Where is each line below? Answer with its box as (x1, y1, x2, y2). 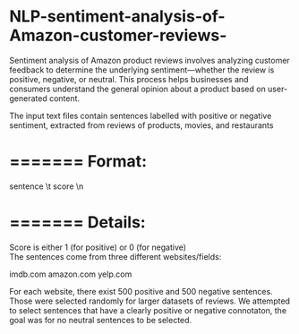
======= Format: (9, 151, 148, 172)
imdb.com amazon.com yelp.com (9, 269, 132, 279)
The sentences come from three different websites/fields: (9, 251, 222, 261)
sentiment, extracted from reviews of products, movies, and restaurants (9, 119, 274, 131)
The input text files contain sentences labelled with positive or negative (9, 110, 272, 121)
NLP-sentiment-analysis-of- (9, 6, 226, 27)
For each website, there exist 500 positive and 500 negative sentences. (9, 286, 273, 296)
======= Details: (9, 212, 146, 233)
